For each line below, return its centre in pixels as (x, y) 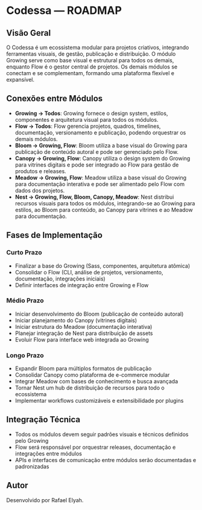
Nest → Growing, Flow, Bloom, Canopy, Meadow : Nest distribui (94, 197)
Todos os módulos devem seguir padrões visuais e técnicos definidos (102, 434)
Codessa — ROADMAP (64, 11)
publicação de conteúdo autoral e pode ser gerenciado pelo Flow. (97, 151)
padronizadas (32, 466)
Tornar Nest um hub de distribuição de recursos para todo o (90, 388)
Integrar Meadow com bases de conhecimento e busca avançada (96, 382)
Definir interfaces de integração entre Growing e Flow (82, 285)
